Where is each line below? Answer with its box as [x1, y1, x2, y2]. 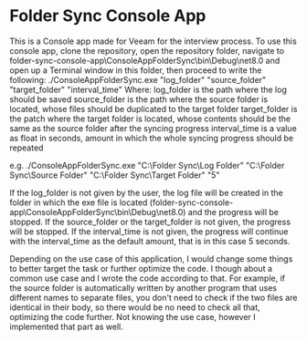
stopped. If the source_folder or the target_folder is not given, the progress [9, 216, 291, 227]
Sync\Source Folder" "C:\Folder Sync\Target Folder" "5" [9, 170, 220, 181]
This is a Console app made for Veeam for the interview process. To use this [9, 36, 297, 46]
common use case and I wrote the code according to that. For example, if [9, 273, 286, 284]
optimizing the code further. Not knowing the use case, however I [9, 311, 256, 322]
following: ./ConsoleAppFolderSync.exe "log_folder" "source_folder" [9, 74, 267, 85]
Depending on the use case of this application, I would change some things [9, 253, 293, 264]
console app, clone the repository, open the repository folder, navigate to [9, 45, 285, 56]
